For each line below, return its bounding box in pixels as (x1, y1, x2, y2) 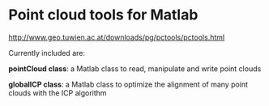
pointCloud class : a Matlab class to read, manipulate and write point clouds (8, 63, 262, 74)
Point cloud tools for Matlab (8, 6, 199, 24)
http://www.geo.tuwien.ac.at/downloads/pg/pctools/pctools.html (8, 32, 225, 42)
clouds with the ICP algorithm (8, 87, 107, 98)
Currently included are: (8, 48, 85, 57)
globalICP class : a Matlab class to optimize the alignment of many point (8, 79, 249, 89)
